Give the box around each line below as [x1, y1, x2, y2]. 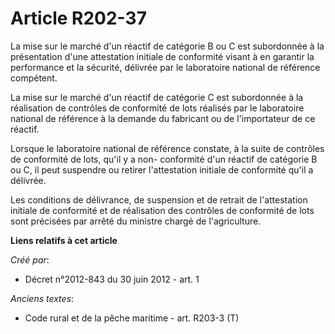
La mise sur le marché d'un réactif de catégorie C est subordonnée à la [10, 91, 304, 103]
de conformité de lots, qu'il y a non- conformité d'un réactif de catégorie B [10, 153, 318, 165]
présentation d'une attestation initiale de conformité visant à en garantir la [10, 50, 315, 62]
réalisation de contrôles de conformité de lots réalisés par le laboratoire [10, 102, 305, 114]
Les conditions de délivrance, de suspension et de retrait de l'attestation [10, 193, 308, 206]
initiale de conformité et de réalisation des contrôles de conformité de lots [10, 204, 315, 216]
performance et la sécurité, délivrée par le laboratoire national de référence [10, 61, 321, 73]
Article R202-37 [10, 7, 147, 30]
